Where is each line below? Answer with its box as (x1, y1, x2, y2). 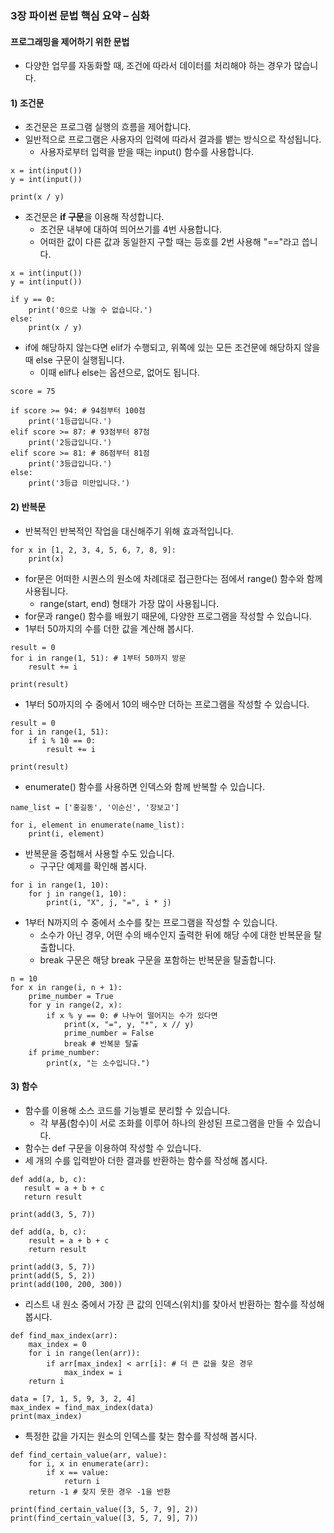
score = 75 (10, 387, 56, 397)
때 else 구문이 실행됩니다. (24, 354, 125, 366)
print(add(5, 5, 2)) (10, 1270, 97, 1281)
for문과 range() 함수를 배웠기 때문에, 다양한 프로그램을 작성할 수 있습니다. (24, 610, 312, 622)
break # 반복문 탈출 (63, 1038, 140, 1049)
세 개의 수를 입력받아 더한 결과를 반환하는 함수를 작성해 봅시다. (24, 1154, 268, 1166)
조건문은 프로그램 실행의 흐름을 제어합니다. (24, 121, 192, 133)
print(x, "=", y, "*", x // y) (63, 1019, 195, 1029)
